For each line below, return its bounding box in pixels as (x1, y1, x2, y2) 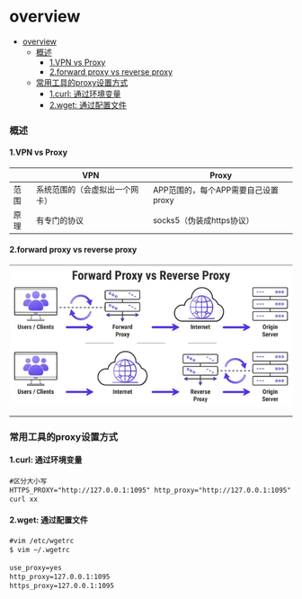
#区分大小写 (9, 477, 48, 486)
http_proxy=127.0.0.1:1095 (9, 573, 111, 582)
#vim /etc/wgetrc (9, 537, 75, 546)
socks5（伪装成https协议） (152, 215, 254, 226)
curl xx (9, 495, 39, 504)
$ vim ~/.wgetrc (9, 546, 70, 555)
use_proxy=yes (9, 564, 63, 573)
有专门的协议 (35, 215, 84, 226)
